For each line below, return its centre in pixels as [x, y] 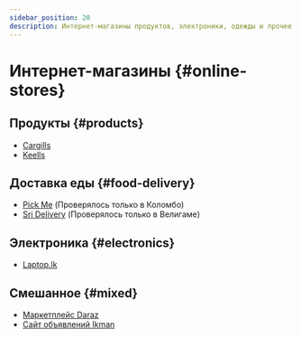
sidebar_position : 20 [50, 18]
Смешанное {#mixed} [73, 293]
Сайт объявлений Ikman [68, 324]
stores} [37, 90]
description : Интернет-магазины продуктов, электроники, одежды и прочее [151, 26]
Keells [34, 155]
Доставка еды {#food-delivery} [102, 183]
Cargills [36, 145]
